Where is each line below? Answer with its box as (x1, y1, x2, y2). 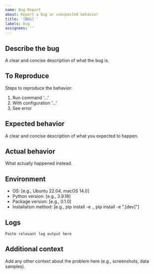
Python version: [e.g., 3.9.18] (12, 193, 71, 199)
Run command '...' (12, 94, 50, 100)
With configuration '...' (12, 100, 57, 106)
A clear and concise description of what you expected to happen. (5, 133, 139, 139)
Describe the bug (5, 44, 59, 53)
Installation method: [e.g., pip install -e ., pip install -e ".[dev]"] (12, 204, 140, 210)
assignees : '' (5, 26, 35, 31)
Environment (5, 175, 46, 183)
